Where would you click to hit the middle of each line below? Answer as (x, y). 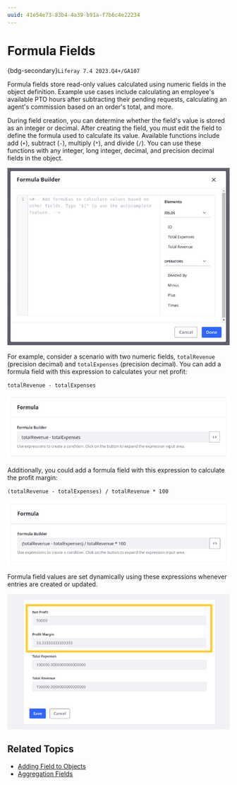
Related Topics (41, 749)
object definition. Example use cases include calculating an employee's (111, 91)
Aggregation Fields (45, 774)
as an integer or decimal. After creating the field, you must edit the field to (115, 128)
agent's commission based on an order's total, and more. (90, 107)
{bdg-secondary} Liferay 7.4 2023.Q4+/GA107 (74, 70)
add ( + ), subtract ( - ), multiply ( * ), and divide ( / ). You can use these (104, 143)
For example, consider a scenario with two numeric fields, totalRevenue (111, 356)
